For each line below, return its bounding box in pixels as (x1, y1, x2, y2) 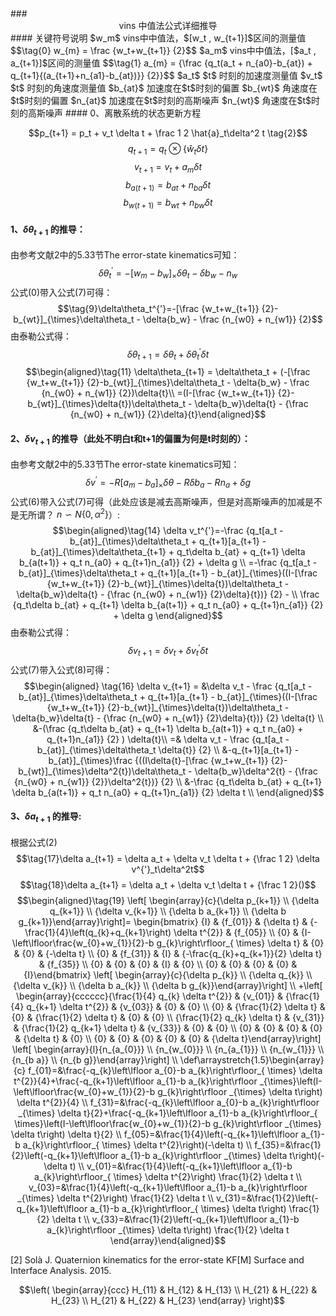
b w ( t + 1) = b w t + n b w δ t (123, 197, 213, 211)
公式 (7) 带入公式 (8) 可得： (10, 663, 113, 676)
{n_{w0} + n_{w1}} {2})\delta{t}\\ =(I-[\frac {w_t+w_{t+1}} (41, 387, 276, 399)
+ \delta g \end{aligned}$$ (113, 610, 223, 622)
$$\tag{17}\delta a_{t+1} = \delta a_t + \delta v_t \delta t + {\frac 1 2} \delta (16, 852, 320, 864)
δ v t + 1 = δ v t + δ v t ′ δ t (127, 643, 209, 659)
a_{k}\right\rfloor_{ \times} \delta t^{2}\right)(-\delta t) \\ (22, 1138, 253, 1151)
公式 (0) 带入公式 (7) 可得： (10, 286, 113, 298)
